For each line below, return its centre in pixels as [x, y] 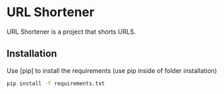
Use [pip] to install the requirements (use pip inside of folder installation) [112, 70]
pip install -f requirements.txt [56, 83]
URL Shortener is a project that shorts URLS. [71, 32]
